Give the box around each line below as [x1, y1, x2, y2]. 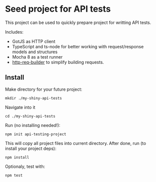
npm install [5, 155, 29, 160]
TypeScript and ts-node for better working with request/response [12, 43, 144, 49]
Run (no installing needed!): [5, 122, 60, 128]
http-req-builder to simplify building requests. [12, 59, 104, 65]
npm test [5, 173, 23, 178]
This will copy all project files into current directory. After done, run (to [5, 140, 146, 146]
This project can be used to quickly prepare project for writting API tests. [5, 20, 151, 25]
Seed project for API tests [5, 3, 111, 15]
